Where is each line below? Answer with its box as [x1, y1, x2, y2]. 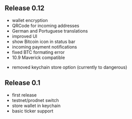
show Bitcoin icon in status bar [11, 38, 75, 44]
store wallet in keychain [11, 102, 61, 108]
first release [11, 92, 37, 98]
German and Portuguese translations [11, 27, 88, 34]
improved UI [11, 33, 37, 39]
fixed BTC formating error [11, 49, 65, 55]
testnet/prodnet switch [11, 97, 59, 103]
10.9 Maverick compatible [11, 54, 65, 60]
